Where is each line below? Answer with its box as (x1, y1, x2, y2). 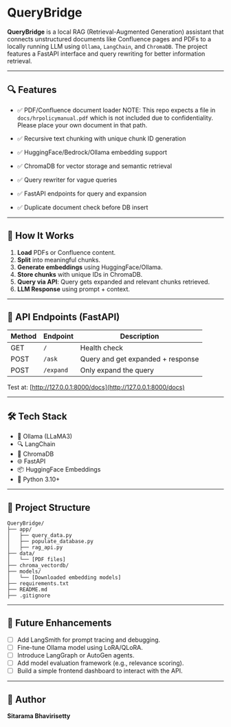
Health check (80, 343, 124, 352)
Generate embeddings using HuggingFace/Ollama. (16, 263, 163, 271)
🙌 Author (7, 693, 46, 705)
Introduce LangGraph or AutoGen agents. (16, 651, 135, 659)
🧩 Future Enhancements (7, 618, 112, 629)
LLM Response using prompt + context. (16, 284, 131, 293)
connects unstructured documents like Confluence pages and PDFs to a (7, 34, 212, 43)
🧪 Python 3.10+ (16, 475, 60, 483)
